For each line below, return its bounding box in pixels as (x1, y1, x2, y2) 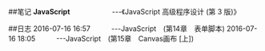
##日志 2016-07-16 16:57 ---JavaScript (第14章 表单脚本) (8, 24, 226, 33)
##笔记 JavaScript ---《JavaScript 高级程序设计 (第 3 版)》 (8, 7, 241, 16)
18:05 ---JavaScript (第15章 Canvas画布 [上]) (17, 34, 195, 43)
